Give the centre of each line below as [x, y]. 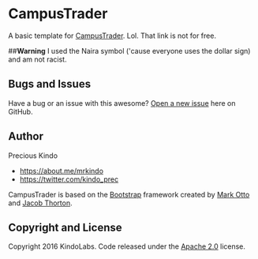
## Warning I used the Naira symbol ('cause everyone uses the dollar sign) [129, 51]
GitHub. [21, 111]
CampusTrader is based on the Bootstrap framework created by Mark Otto [129, 194]
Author [26, 136]
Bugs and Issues [50, 84]
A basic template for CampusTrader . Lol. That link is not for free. [112, 36]
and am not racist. [37, 59]
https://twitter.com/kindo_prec [69, 179]
